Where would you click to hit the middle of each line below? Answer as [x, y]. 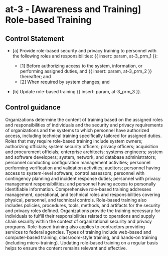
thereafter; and [35, 76]
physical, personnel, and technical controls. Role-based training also [76, 200]
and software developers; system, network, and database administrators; [81, 157]
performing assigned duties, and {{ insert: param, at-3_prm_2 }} [86, 71]
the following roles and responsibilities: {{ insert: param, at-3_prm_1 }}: [85, 56]
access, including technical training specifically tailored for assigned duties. [83, 136]
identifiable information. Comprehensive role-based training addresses [78, 189]
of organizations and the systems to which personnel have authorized [77, 130]
